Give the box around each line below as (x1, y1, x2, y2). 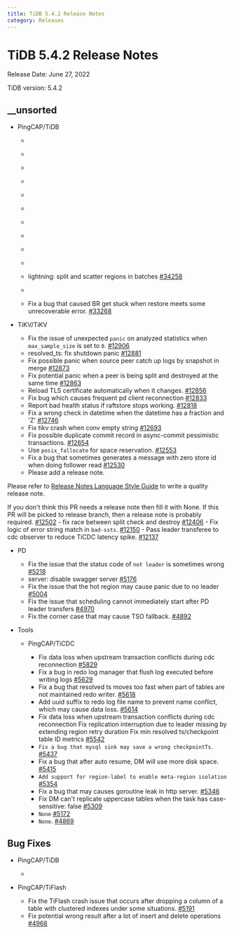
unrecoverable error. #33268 (27, 307, 112, 316)
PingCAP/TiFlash (17, 883, 67, 892)
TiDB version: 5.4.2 (7, 84, 63, 92)
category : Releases (7, 17, 64, 24)
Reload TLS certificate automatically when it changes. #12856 (27, 387, 207, 395)
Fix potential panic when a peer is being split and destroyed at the (27, 371, 219, 380)
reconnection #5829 (38, 660, 98, 669)
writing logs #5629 (38, 675, 93, 684)
